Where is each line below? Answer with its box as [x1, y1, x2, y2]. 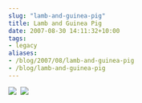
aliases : [8, 49, 38, 57]
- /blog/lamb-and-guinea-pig [8, 64, 106, 72]
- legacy [8, 42, 38, 50]
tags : [8, 34, 26, 43]
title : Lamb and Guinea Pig [8, 19, 103, 27]
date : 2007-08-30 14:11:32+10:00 [8, 27, 120, 35]
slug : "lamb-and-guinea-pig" [8, 11, 106, 20]
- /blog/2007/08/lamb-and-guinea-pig [8, 57, 135, 65]
